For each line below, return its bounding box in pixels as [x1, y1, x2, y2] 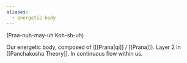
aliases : [6, 9, 29, 15]
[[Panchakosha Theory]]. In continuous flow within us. [6, 50, 143, 57]
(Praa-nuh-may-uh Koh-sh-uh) [6, 31, 84, 39]
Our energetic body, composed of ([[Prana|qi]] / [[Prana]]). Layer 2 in [6, 43, 182, 51]
